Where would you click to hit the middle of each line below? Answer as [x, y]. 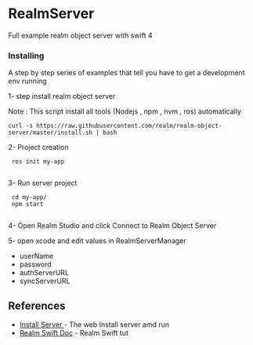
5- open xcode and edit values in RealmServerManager [97, 241]
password [36, 264]
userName [36, 256]
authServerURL [44, 273]
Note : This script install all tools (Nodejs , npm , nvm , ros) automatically [125, 111]
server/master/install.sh [50, 133]
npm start [27, 205]
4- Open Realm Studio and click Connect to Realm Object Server [112, 226]
